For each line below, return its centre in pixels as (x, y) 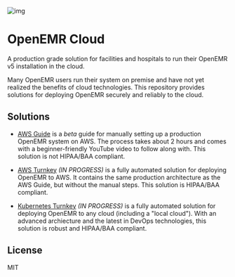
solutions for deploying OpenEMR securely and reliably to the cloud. (106, 94)
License (25, 251)
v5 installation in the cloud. (46, 66)
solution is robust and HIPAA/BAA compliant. (82, 228)
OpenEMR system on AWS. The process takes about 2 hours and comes (122, 141)
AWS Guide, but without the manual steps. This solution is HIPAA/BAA (118, 185)
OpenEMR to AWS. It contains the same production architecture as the (119, 177)
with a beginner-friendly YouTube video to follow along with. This (112, 148)
